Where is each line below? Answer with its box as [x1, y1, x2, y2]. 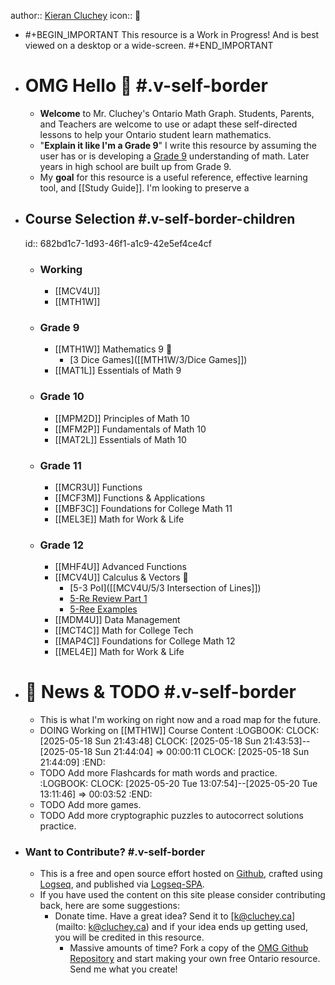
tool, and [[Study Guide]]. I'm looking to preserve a [39, 181, 250, 194]
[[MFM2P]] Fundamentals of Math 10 [54, 423, 207, 435]
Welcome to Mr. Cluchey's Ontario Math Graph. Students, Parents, [39, 107, 315, 119]
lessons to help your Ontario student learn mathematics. [39, 128, 272, 140]
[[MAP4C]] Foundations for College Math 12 [54, 635, 236, 647]
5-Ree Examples [69, 603, 138, 615]
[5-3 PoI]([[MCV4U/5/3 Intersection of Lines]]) [69, 582, 262, 594]
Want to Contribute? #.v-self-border [24, 845, 206, 859]
